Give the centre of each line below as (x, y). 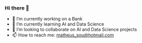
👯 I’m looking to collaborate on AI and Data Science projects (75, 29)
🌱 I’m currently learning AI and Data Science (58, 24)
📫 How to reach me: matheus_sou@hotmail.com (63, 35)
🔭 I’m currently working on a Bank (47, 19)
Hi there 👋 (17, 8)
